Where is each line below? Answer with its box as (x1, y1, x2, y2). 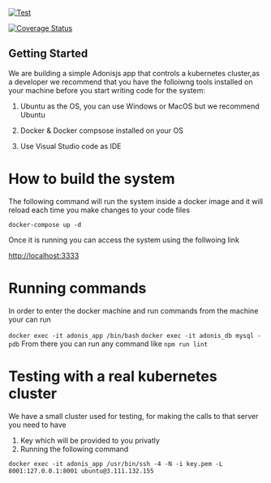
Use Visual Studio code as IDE (19, 141, 122, 151)
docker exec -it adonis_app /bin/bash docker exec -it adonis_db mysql (8, 331, 254, 340)
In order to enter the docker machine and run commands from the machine (8, 306, 259, 315)
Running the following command (19, 444, 129, 454)
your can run (8, 314, 51, 324)
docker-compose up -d (8, 220, 82, 229)
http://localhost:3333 (8, 250, 80, 260)
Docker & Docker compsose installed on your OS (19, 126, 184, 135)
